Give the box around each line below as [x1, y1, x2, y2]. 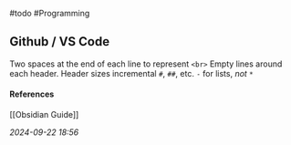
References [9, 88, 55, 99]
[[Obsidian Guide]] [9, 109, 79, 120]
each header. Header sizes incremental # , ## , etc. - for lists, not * [9, 67, 254, 78]
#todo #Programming [9, 8, 90, 18]
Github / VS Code [9, 34, 110, 49]
